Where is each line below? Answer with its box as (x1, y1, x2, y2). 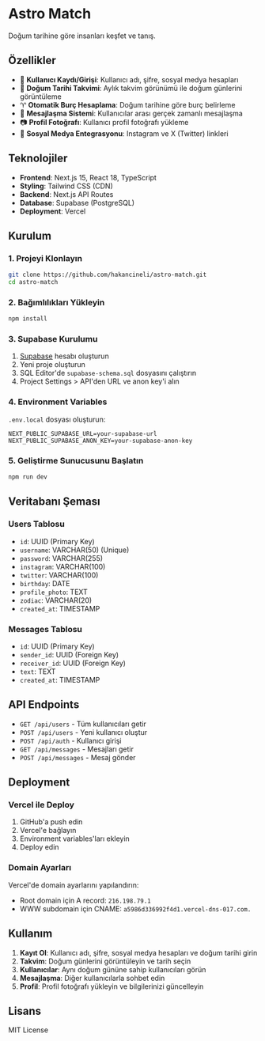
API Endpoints (8, 698, 80, 712)
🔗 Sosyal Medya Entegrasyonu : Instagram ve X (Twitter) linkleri (19, 128, 229, 138)
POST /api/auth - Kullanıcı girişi (19, 736, 122, 745)
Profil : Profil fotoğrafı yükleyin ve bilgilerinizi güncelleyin (19, 982, 204, 991)
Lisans (8, 1004, 42, 1017)
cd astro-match (8, 278, 59, 286)
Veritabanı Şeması (8, 495, 100, 509)
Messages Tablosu (8, 623, 83, 634)
